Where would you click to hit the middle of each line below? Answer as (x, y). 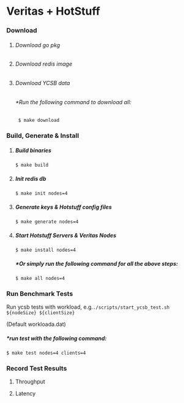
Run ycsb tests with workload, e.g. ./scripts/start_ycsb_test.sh (88, 307)
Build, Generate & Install (43, 136)
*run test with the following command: (57, 338)
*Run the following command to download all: (73, 102)
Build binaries (33, 150)
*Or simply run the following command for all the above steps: (97, 263)
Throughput (30, 382)
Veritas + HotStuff (53, 11)
